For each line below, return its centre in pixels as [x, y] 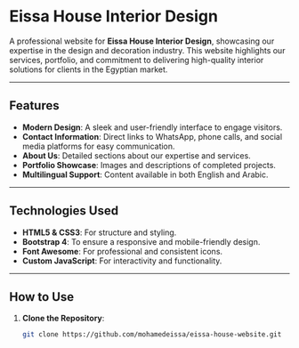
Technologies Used [64, 211]
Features [34, 105]
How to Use [42, 297]
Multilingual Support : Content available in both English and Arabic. [145, 174]
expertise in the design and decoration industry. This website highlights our [147, 50]
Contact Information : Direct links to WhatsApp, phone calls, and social [152, 136]
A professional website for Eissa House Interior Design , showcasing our [142, 41]
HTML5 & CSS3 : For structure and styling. [99, 232]
